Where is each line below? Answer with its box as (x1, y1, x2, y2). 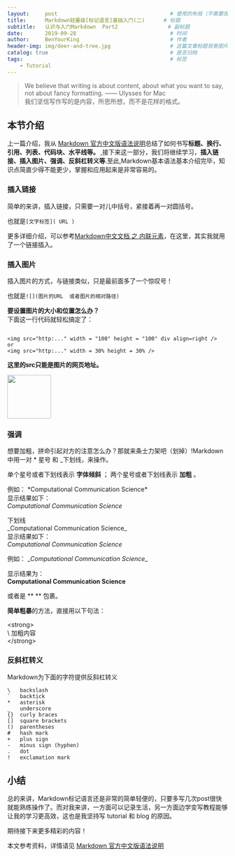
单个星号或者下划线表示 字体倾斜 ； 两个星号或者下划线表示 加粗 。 (7, 470, 200, 479)
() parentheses (7, 723, 55, 730)
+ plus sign (7, 735, 49, 743)
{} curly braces (7, 711, 58, 718)
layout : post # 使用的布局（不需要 (7, 10, 224, 17)
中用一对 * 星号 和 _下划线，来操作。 (7, 456, 113, 464)
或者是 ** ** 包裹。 (7, 592, 62, 600)
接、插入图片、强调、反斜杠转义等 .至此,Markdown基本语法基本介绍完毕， (7, 157, 219, 165)
